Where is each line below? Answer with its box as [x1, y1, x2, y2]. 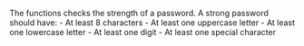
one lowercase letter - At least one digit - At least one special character [9, 27, 277, 37]
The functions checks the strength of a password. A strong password [9, 8, 270, 18]
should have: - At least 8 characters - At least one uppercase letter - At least [9, 17, 296, 28]
